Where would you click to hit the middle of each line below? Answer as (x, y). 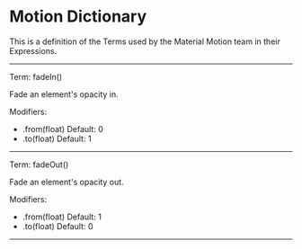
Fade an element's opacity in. (64, 94)
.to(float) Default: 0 (58, 226)
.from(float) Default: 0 (62, 129)
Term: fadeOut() (39, 165)
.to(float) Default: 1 (57, 138)
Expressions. (33, 50)
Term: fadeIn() (36, 76)
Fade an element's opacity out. (67, 182)
